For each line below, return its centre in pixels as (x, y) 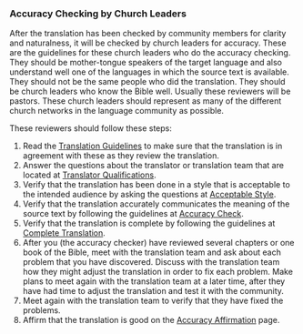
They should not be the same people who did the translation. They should (147, 82)
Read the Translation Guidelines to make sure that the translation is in (152, 146)
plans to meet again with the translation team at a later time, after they (154, 281)
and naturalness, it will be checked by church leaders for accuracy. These (148, 43)
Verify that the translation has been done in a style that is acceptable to (157, 185)
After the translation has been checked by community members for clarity (148, 34)
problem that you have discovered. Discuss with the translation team (151, 262)
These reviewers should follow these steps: (91, 128)
